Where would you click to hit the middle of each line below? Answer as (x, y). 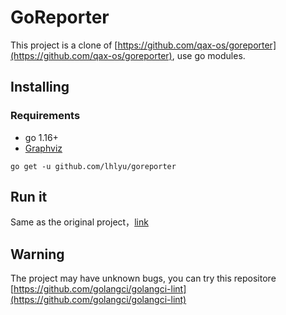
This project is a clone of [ (64, 45)
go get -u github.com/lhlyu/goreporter (93, 166)
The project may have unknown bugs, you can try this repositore (143, 278)
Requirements (45, 116)
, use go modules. (208, 55)
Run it (29, 197)
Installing (40, 87)
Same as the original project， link (79, 222)
